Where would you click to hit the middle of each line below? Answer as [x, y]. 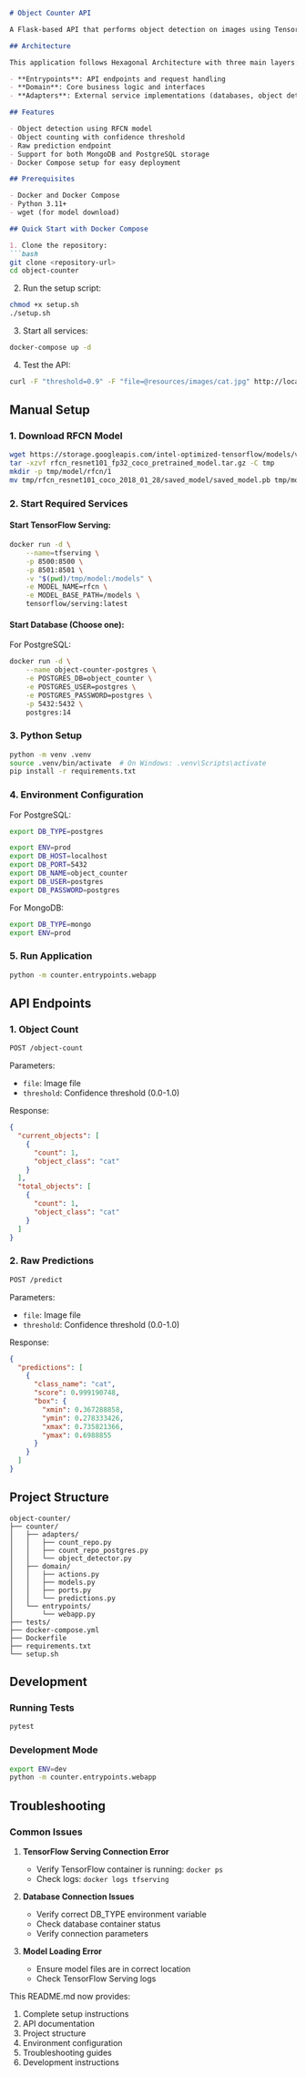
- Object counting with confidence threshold [97, 137]
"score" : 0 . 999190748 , [76, 1393]
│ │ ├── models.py [52, 1582]
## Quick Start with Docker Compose [79, 229]
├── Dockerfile [38, 1638]
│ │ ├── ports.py [51, 1590]
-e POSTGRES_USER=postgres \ [81, 687]
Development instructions [71, 2062]
